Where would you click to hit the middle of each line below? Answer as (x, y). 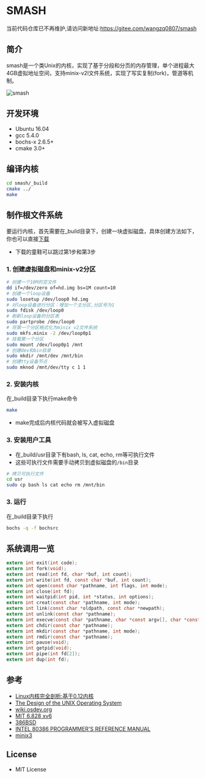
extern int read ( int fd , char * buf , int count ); (69, 574)
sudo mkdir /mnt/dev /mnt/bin (45, 356)
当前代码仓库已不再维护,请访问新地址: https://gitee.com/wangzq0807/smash (102, 28)
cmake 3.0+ (30, 148)
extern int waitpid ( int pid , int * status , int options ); (80, 597)
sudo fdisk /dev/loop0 (35, 310)
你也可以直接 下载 (28, 238)
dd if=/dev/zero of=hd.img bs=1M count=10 (61, 288)
